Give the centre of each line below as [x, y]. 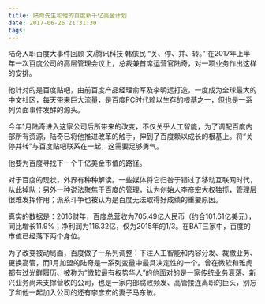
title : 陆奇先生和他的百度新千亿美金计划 [68, 15]
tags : [17, 30]
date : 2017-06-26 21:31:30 [52, 23]
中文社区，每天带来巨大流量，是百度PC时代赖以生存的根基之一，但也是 [123, 100]
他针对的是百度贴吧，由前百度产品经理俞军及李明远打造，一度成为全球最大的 [132, 90]
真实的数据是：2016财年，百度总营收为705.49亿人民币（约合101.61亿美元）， [132, 216]
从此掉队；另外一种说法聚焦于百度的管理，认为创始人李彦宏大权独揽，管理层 [132, 190]
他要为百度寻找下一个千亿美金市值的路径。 [77, 163]
